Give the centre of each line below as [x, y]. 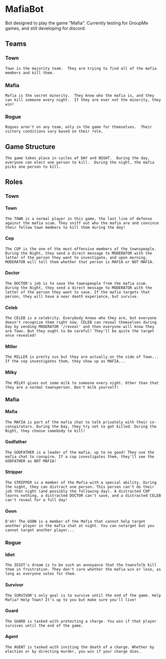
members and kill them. [30, 73]
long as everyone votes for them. [41, 574]
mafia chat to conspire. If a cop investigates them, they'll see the [80, 456]
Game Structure [30, 147]
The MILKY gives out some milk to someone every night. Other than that [82, 383]
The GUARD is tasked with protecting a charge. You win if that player [81, 621]
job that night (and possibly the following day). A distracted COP [78, 491]
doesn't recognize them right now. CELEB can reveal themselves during [81, 323]
